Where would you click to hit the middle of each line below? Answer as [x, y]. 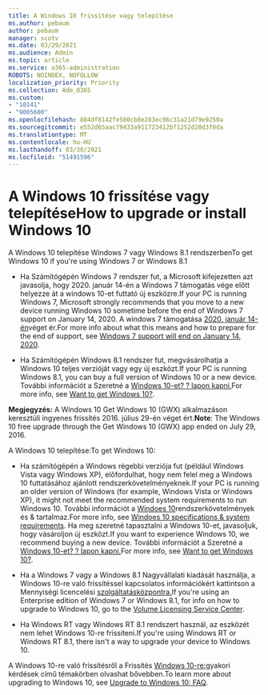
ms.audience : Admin [41, 53]
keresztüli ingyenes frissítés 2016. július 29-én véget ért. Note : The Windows [134, 418]
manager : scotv [34, 38]
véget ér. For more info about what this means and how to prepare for [142, 328]
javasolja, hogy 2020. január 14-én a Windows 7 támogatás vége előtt [135, 286]
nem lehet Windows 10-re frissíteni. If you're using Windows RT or [128, 633]
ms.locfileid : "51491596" [51, 157]
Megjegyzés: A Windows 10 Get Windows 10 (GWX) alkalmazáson [118, 409]
